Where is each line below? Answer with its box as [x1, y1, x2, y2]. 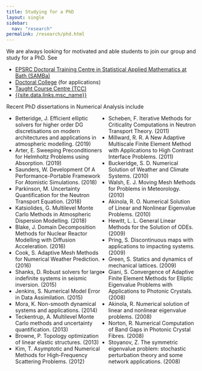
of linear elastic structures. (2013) [14, 338, 99, 346]
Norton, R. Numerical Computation [108, 320, 194, 327]
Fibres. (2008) [108, 332, 144, 340]
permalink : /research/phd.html [6, 31, 85, 37]
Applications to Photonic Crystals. [108, 287, 193, 295]
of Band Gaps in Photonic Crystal [108, 326, 191, 333]
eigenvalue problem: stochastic [108, 345, 186, 352]
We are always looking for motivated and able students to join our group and [6, 48, 196, 55]
